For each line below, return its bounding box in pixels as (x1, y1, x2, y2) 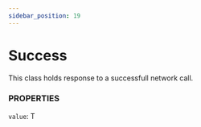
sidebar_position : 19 (8, 11, 81, 20)
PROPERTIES (8, 93, 60, 104)
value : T (8, 111, 35, 121)
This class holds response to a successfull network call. (8, 73, 194, 83)
